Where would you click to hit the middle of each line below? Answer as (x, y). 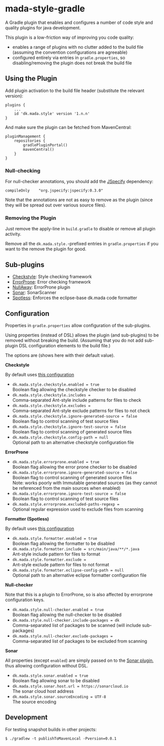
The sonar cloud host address (43, 691)
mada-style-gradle (45, 9)
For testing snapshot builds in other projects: (51, 729)
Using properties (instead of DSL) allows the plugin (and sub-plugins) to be (82, 335)
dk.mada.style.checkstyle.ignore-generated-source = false (75, 416)
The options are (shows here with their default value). (60, 355)
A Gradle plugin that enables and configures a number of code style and (79, 22)
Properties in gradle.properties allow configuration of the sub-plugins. (78, 325)
